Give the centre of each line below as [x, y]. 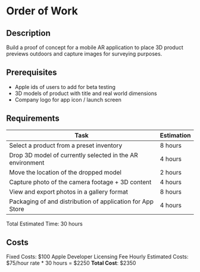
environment [27, 163]
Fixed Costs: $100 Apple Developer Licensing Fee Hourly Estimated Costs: [97, 257]
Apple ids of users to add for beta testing [65, 87]
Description [28, 33]
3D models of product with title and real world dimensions [86, 93]
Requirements [33, 119]
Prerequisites [32, 73]
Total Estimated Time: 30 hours [45, 224]
